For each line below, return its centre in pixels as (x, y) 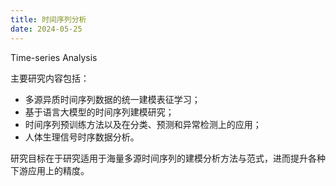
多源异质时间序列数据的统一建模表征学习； (112, 99)
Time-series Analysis (54, 57)
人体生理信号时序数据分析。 (82, 137)
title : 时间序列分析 (48, 19)
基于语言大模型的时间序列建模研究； (99, 112)
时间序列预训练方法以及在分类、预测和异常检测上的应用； (143, 124)
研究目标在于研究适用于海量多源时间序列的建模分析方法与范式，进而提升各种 (168, 158)
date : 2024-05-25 (46, 29)
